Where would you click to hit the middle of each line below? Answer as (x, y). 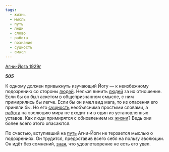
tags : (11, 10)
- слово (18, 33)
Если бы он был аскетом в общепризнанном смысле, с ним (70, 97)
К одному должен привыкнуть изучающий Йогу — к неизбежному (77, 86)
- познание (21, 43)
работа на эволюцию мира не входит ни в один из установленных (77, 112)
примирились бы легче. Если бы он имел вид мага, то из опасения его (81, 102)
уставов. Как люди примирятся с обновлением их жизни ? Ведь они (78, 118)
